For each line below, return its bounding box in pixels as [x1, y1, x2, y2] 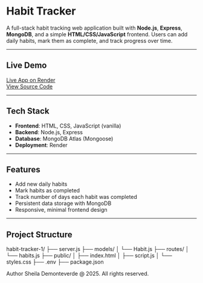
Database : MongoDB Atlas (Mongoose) [14, 135, 114, 142]
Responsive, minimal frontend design [14, 206, 108, 213]
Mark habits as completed [14, 187, 80, 194]
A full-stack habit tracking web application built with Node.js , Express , [6, 24, 182, 31]
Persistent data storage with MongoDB [14, 200, 112, 207]
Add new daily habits [14, 180, 68, 188]
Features [6, 164, 40, 175]
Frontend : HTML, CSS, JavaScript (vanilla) [14, 122, 121, 129]
